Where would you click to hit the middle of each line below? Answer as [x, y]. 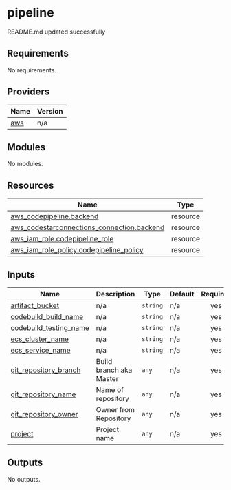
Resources [31, 185]
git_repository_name [43, 394]
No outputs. [24, 479]
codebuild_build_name [47, 317]
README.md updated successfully [56, 32]
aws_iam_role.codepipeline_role [62, 239]
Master [107, 379]
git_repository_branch [46, 370]
